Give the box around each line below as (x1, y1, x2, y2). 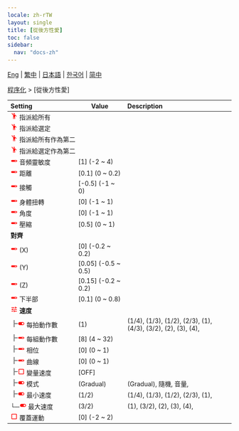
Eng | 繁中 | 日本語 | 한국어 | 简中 (7, 70, 102, 78)
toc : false (7, 34, 40, 41)
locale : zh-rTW (7, 11, 53, 18)
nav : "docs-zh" (14, 49, 59, 56)
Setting (10, 102, 33, 110)
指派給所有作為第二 (18, 135, 76, 144)
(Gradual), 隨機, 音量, (127, 380, 189, 388)
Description (127, 102, 163, 110)
